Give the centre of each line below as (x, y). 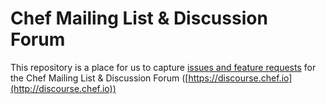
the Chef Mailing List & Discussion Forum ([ (99, 78)
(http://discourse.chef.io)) (63, 88)
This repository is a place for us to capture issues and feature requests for (163, 67)
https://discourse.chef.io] (240, 78)
